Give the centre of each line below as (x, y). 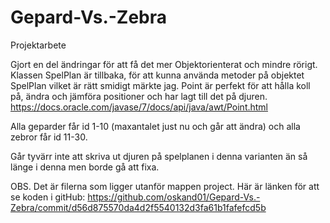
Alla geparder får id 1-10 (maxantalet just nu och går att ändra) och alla (155, 126)
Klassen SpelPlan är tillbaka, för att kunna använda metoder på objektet (157, 75)
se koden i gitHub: (48, 197)
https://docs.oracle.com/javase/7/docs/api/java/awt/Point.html (139, 107)
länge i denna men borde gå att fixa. (85, 167)
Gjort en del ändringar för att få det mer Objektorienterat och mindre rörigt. (164, 64)
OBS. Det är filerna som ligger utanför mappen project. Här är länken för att (165, 186)
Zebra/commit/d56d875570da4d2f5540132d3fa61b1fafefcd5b (138, 207)
